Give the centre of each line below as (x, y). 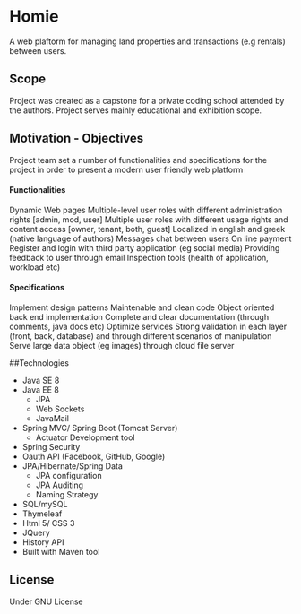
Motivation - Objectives (77, 138)
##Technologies (39, 363)
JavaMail (52, 418)
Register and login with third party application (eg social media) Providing (145, 247)
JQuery (36, 532)
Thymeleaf (42, 514)
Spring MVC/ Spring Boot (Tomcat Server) (100, 428)
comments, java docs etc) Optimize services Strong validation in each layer (148, 326)
